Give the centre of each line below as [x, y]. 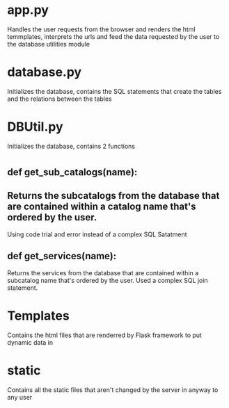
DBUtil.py [35, 127]
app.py [28, 10]
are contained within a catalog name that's [102, 207]
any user [20, 397]
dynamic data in [30, 342]
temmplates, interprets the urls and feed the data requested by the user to [113, 36]
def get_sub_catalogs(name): [72, 172]
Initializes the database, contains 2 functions [71, 146]
